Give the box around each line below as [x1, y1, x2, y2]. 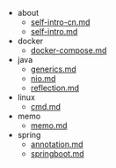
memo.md [30, 120, 68, 131]
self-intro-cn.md [30, 17, 91, 27]
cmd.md [30, 102, 62, 111]
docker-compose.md [30, 45, 107, 56]
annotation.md [30, 139, 83, 149]
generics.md [30, 64, 76, 74]
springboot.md [30, 149, 85, 158]
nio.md [30, 73, 56, 83]
